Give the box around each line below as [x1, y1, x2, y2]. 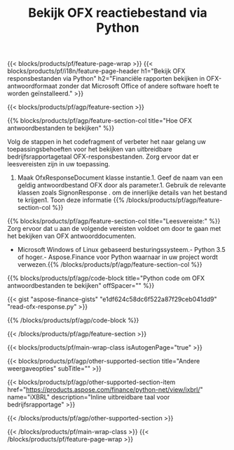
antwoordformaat [7, 82, 57, 91]
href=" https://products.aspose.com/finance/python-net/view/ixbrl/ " [7, 385, 203, 394]
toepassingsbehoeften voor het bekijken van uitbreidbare [7, 145, 173, 154]
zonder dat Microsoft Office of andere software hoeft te [58, 82, 219, 91]
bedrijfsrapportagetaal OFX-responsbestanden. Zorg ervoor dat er [7, 152, 199, 161]
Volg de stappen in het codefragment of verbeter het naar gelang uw [7, 138, 207, 146]
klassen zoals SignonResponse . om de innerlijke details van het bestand [17, 188, 228, 197]
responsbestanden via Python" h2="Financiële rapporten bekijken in [7, 74, 205, 83]
